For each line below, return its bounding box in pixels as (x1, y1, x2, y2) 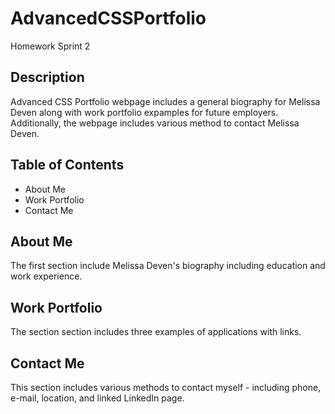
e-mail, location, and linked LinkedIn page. (10, 392, 185, 404)
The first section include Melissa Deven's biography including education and (10, 260, 326, 272)
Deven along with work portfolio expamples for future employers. (10, 106, 279, 118)
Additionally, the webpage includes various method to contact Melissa (10, 117, 300, 129)
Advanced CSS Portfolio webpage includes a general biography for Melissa (10, 95, 321, 107)
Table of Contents (10, 157, 125, 174)
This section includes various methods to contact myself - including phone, (10, 382, 322, 393)
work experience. (10, 270, 83, 282)
